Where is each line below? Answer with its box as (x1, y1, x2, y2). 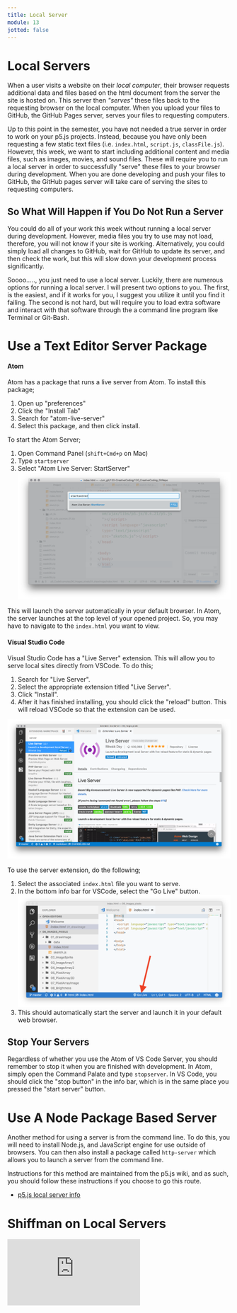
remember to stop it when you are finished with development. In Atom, (7, 1062, 213, 1071)
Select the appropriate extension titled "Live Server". (17, 682, 171, 691)
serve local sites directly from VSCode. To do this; (7, 661, 154, 670)
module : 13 (7, 18, 40, 26)
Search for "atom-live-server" (17, 414, 105, 423)
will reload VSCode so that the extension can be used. (17, 705, 176, 713)
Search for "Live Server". (17, 675, 91, 683)
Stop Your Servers (7, 1036, 90, 1048)
